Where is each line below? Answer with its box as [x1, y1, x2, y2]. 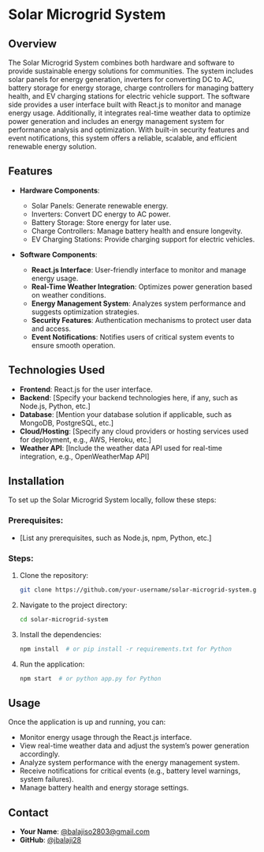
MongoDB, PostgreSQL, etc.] [19, 418, 114, 427]
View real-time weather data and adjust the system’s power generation [19, 741, 250, 751]
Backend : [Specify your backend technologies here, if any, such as [19, 392, 238, 402]
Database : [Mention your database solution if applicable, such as [19, 409, 232, 419]
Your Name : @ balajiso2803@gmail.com [19, 827, 151, 836]
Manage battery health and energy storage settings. [19, 783, 189, 793]
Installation [8, 475, 65, 488]
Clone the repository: [19, 571, 89, 580]
